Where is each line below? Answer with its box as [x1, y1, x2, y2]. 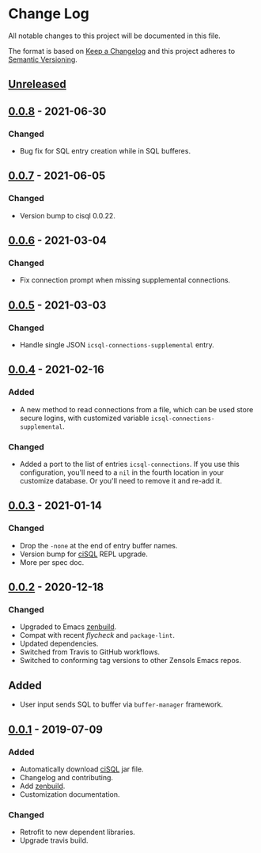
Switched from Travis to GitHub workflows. [19, 647, 161, 657]
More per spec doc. [19, 557, 85, 567]
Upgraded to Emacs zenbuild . [19, 622, 117, 631]
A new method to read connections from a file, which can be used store [19, 404, 254, 414]
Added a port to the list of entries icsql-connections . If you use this [19, 460, 240, 469]
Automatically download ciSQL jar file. [19, 764, 144, 774]
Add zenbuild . [19, 781, 66, 790]
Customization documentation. [19, 789, 120, 799]
